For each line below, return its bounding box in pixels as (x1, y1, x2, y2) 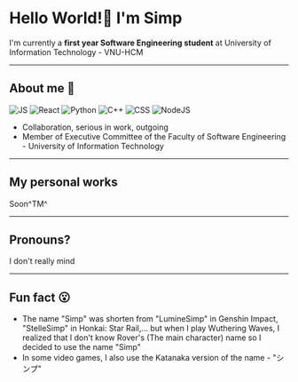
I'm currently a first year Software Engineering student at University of (9, 37, 272, 48)
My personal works (9, 175, 118, 190)
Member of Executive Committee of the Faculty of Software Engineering (21, 131, 286, 141)
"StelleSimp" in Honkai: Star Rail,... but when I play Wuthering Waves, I (21, 323, 280, 334)
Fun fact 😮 (9, 290, 71, 305)
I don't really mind (9, 256, 75, 267)
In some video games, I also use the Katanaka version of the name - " (21, 353, 277, 363)
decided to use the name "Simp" (21, 342, 142, 353)
